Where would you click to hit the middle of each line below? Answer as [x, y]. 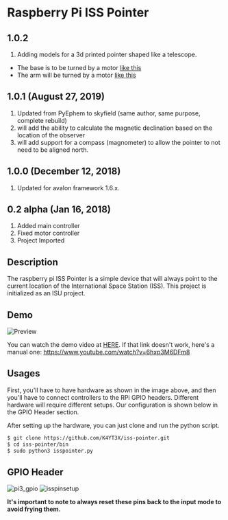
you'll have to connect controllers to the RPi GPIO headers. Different [103, 397]
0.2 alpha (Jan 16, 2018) [59, 210]
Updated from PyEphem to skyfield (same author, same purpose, [109, 113]
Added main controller [48, 226]
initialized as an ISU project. [46, 293]
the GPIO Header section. [43, 412]
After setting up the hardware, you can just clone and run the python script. [113, 425]
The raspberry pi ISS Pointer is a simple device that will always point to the [112, 279]
